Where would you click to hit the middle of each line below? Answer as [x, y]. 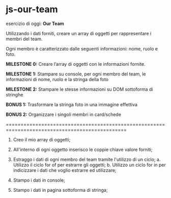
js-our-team [32, 9]
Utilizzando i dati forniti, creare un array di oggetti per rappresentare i [79, 33]
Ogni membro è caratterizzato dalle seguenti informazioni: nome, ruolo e [82, 48]
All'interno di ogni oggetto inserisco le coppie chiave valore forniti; [83, 150]
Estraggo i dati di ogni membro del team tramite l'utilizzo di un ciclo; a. [87, 159]
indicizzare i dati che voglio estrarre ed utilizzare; [65, 170]
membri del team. [24, 39]
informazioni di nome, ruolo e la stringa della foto [57, 79]
